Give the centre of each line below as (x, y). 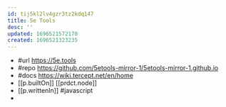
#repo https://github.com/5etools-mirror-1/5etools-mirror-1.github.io (118, 68)
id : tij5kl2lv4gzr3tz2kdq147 (51, 14)
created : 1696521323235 (43, 40)
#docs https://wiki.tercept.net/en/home (76, 76)
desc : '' (20, 27)
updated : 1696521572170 (43, 34)
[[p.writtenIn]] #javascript (55, 91)
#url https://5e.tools (47, 60)
